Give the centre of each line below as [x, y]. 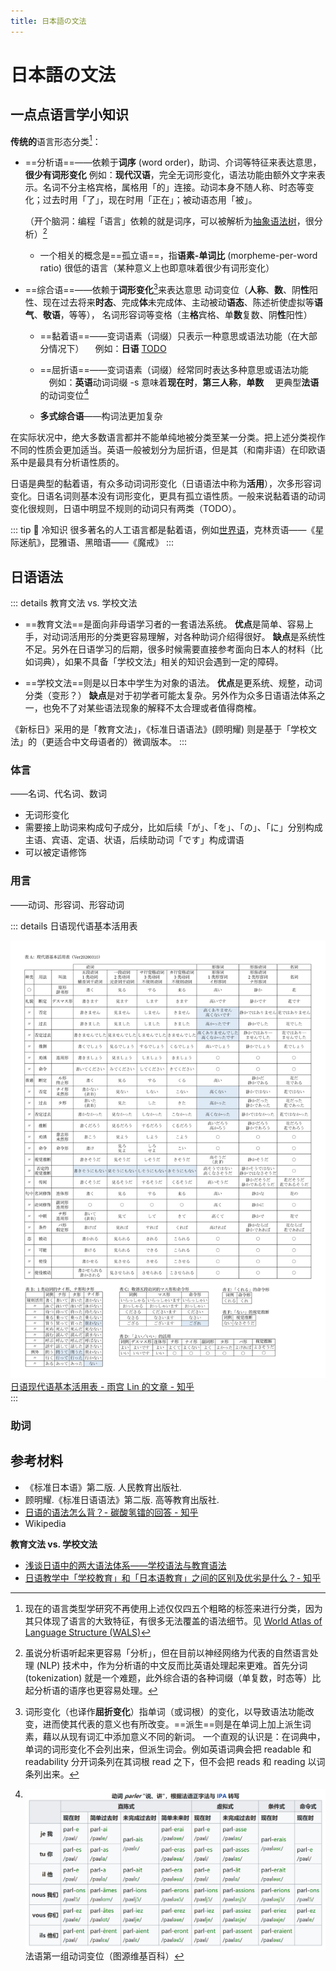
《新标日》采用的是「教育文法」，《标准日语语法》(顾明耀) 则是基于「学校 [159, 729]
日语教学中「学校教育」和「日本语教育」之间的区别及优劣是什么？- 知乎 [173, 1577]
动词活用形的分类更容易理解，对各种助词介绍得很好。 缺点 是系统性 [188, 637]
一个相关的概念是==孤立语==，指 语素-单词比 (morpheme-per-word [178, 255]
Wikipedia [45, 1523]
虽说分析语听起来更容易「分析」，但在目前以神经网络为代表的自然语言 [167, 1652]
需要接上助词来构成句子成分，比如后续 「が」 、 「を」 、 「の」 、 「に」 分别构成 [173, 827]
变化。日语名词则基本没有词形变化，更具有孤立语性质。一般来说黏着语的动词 [168, 496]
